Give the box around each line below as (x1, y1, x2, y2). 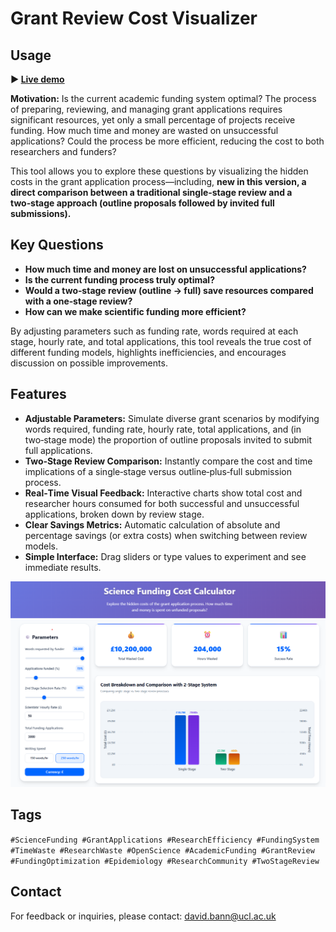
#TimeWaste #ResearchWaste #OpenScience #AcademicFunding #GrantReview (10, 845, 315, 856)
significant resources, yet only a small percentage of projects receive (10, 114, 296, 126)
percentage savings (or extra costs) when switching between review (24, 529, 308, 541)
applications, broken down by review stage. (24, 508, 205, 520)
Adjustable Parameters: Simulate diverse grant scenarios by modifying (24, 412, 320, 424)
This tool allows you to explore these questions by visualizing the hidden (10, 165, 309, 177)
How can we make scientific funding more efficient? (24, 305, 247, 317)
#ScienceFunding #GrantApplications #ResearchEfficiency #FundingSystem (10, 835, 320, 845)
